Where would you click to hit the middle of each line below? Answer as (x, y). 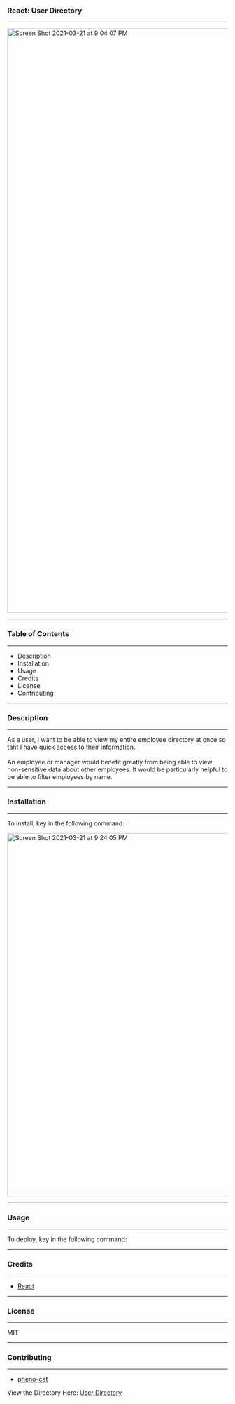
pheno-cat (33, 1379)
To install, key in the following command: (66, 823)
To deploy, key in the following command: (67, 1239)
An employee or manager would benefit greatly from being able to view (110, 762)
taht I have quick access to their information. (71, 747)
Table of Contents (38, 634)
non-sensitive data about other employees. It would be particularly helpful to (117, 769)
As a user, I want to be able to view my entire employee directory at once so (116, 739)
